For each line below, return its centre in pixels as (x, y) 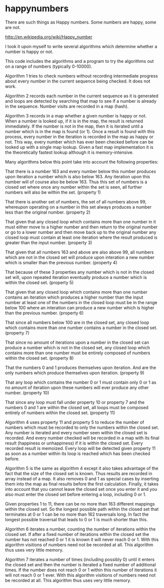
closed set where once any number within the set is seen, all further (74, 187)
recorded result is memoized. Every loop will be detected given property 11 (80, 448)
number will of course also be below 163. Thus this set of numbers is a (76, 182)
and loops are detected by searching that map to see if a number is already (81, 101)
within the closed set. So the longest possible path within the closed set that (82, 509)
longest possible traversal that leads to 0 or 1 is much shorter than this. (76, 519)
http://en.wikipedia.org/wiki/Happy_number (49, 37)
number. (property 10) (27, 392)
